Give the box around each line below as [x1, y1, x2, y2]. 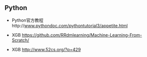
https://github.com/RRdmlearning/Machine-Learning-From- [22, 32, 143, 38]
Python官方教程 [11, 17, 44, 23]
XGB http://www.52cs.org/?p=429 [11, 46, 81, 52]
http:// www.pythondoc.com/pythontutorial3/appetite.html [11, 23, 128, 28]
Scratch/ [11, 37, 29, 43]
